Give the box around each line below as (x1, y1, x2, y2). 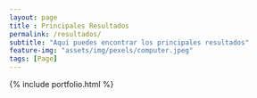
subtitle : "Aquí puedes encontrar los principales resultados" (9, 37, 250, 47)
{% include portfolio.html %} (9, 79, 114, 89)
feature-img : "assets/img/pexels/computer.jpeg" (9, 46, 194, 55)
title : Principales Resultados (9, 21, 129, 30)
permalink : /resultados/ (9, 29, 102, 38)
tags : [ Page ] (9, 54, 58, 63)
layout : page (9, 12, 58, 22)
